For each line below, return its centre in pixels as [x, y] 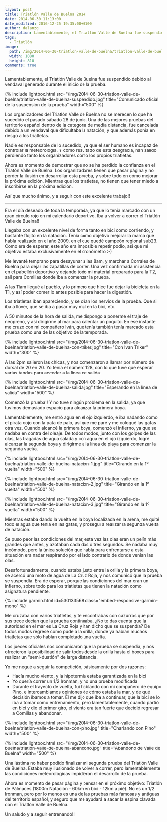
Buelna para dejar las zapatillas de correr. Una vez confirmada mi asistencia [83, 267]
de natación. [18, 530]
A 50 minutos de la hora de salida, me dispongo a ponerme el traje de [77, 316]
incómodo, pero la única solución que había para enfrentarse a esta [74, 550]
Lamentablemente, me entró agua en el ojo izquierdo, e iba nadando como [81, 417]
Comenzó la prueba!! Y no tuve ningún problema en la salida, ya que [75, 402]
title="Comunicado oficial [132, 99]
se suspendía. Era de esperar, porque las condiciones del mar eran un [77, 581]
